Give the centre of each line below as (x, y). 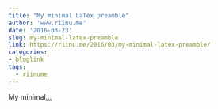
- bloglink (26, 60)
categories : (28, 52)
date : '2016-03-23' (40, 30)
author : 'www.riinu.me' (48, 23)
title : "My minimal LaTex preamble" (69, 15)
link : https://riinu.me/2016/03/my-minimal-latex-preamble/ (110, 45)
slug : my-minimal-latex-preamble (63, 38)
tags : (17, 67)
